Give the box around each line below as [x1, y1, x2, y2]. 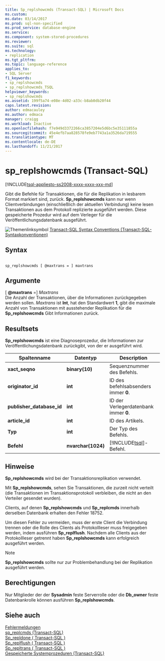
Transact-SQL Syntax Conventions [49, 226, 119, 232]
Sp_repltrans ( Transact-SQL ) [5, 645, 66, 651]
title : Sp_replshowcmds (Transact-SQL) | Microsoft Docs [5, 7, 124, 12]
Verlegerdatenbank [109, 403, 154, 410]
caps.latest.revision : [5, 103, 52, 108]
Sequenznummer [109, 363, 149, 370]
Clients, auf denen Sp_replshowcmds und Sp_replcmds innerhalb [5, 505, 140, 511]
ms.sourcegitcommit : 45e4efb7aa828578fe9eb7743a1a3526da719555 [5, 131, 137, 135]
